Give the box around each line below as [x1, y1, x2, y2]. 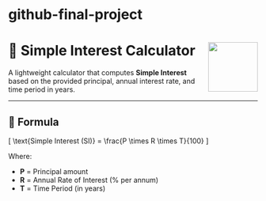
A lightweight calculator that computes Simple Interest [8, 68, 188, 78]
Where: [8, 151, 32, 161]
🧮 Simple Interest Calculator [8, 42, 196, 60]
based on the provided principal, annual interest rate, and [8, 77, 196, 86]
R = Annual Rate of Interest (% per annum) [19, 175, 159, 184]
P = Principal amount [19, 166, 89, 176]
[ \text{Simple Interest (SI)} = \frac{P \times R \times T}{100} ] [8, 136, 209, 146]
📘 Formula [8, 115, 59, 128]
